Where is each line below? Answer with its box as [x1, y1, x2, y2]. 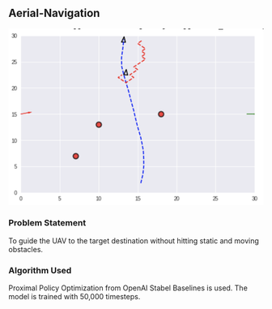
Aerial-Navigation [8, 6, 100, 20]
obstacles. [8, 244, 43, 254]
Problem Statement [8, 217, 87, 229]
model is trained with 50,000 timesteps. [8, 292, 141, 302]
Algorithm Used [8, 264, 72, 276]
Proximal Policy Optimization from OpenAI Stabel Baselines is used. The [8, 283, 249, 293]
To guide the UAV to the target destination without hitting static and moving [8, 235, 259, 246]
